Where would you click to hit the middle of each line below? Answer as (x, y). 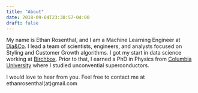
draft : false (22, 23)
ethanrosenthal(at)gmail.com (42, 83)
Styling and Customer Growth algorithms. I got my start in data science (94, 53)
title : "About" (25, 12)
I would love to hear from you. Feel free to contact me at (76, 77)
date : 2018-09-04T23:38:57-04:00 (48, 17)
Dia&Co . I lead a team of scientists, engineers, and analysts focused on (94, 46)
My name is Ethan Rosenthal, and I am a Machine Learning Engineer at (93, 40)
